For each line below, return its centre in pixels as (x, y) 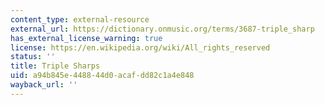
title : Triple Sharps (55, 66)
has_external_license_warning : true (86, 38)
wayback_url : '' (44, 85)
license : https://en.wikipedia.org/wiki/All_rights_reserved (140, 47)
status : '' (33, 57)
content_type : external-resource (80, 19)
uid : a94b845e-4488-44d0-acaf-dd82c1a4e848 (102, 76)
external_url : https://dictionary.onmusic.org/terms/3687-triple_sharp (162, 29)
